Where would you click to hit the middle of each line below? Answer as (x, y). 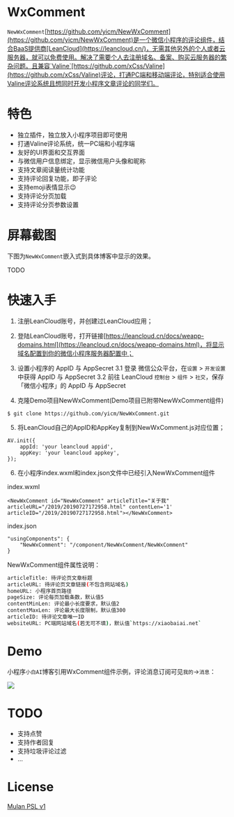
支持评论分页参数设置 (48, 204)
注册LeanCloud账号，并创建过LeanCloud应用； (85, 321)
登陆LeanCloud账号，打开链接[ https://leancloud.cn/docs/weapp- (110, 336)
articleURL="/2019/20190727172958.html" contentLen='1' (90, 507)
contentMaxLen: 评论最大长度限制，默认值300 (67, 610)
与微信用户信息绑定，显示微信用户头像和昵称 (81, 160)
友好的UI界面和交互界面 (51, 152)
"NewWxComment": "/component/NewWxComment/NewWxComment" (104, 545)
